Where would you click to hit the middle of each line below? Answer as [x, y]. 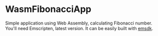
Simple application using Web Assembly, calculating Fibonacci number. [79, 23]
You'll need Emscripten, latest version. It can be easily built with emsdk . [79, 28]
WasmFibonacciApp [48, 9]
